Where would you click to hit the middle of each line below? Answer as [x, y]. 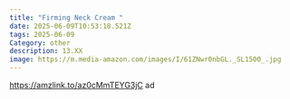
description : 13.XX [46, 51]
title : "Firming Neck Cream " [67, 18]
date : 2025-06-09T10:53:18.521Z [70, 26]
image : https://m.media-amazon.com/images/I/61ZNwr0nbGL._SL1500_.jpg [145, 59]
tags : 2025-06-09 [42, 34]
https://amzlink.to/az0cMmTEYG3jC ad [82, 85]
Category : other [40, 43]
